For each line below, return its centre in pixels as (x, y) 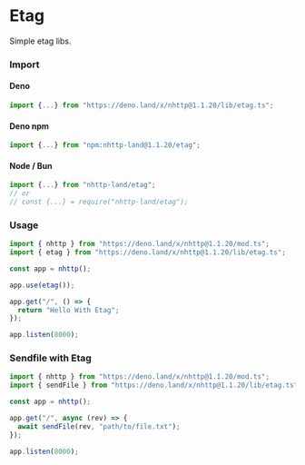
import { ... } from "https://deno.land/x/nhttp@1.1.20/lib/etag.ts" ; (142, 105)
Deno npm (30, 126)
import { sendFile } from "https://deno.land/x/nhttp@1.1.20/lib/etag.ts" (154, 386)
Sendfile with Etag (51, 358)
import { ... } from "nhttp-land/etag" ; (83, 185)
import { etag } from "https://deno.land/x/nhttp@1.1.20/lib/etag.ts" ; (148, 252)
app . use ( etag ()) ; (42, 285)
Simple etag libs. (40, 41)
